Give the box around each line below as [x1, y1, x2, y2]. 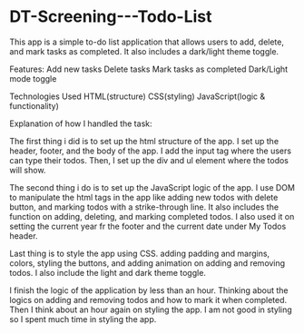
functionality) [9, 100, 59, 111]
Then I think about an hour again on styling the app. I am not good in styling [9, 304, 292, 315]
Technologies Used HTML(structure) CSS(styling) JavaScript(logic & [9, 91, 266, 102]
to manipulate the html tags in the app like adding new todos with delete [9, 192, 279, 202]
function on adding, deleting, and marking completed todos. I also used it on [9, 211, 295, 221]
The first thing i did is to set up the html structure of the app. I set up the [9, 135, 279, 146]
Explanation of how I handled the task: [9, 118, 152, 129]
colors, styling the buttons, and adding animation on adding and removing [9, 257, 286, 269]
